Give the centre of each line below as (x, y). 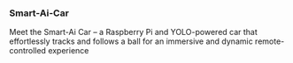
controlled (28, 51)
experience (69, 51)
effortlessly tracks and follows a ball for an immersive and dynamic (131, 41)
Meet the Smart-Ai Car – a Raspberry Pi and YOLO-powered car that (134, 32)
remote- (270, 41)
